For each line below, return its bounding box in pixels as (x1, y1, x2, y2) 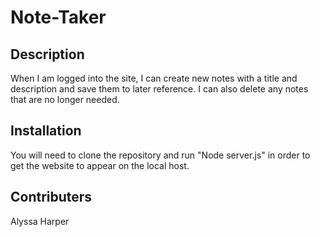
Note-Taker (10, 6, 107, 29)
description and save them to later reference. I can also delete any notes (10, 83, 309, 95)
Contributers (10, 189, 93, 206)
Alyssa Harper (10, 215, 70, 227)
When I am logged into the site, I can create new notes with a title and (10, 72, 298, 84)
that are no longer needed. (10, 94, 120, 105)
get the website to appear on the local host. (10, 159, 190, 171)
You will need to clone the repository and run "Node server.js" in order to (10, 149, 311, 161)
